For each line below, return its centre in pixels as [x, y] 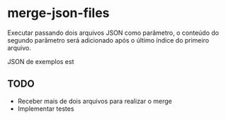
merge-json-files [58, 13]
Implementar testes [46, 109]
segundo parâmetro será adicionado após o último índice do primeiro [108, 40]
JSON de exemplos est [41, 61]
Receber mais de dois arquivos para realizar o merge [95, 101]
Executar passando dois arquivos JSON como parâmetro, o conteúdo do [113, 33]
